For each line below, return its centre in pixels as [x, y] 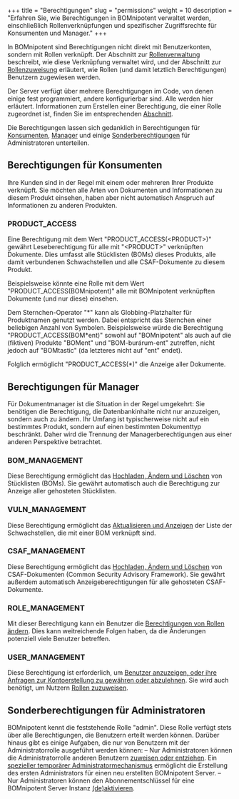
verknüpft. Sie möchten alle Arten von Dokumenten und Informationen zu [115, 190]
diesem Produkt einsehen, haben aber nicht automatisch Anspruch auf [111, 197]
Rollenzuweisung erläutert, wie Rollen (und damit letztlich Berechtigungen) [117, 70]
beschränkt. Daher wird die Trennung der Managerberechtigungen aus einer [119, 434]
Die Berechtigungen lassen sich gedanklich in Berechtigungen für [104, 127]
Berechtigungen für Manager [73, 387]
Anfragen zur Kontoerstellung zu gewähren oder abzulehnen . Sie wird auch [118, 680]
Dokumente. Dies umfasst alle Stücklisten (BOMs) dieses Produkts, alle [112, 255]
